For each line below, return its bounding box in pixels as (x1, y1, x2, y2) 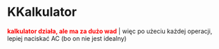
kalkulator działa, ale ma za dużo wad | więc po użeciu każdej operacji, (7, 27, 213, 35)
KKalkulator (7, 4, 78, 20)
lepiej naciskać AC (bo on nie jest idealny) (7, 34, 127, 42)
